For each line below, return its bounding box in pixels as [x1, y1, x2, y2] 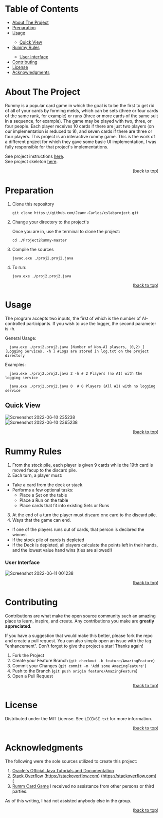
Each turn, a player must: [12, 472, 62, 478]
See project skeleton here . [5, 158, 58, 164]
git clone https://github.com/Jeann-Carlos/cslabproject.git [12, 210, 139, 215]
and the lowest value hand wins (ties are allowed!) [12, 547, 113, 553]
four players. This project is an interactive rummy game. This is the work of [5, 133, 156, 139]
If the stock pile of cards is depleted [12, 537, 85, 543]
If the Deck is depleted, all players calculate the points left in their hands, [12, 542, 158, 548]
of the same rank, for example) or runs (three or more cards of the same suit [5, 113, 158, 119]
